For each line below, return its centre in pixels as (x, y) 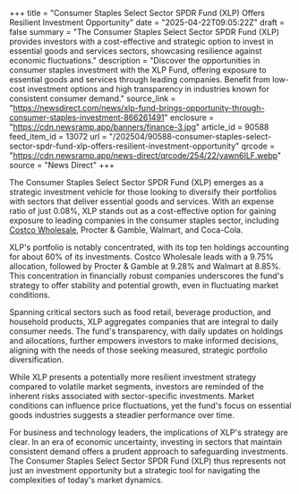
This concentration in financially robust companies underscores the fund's (147, 276)
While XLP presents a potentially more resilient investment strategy (133, 377)
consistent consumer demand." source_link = (93, 98)
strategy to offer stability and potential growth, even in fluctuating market (144, 285)
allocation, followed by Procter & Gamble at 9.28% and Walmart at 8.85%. (145, 266)
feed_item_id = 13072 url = (58, 136)
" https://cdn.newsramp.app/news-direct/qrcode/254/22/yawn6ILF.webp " (145, 155)
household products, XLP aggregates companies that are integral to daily (144, 322)
